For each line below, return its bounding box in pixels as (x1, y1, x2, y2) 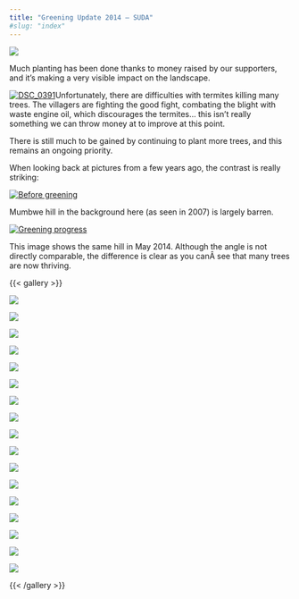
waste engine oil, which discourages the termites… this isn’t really (9, 108, 252, 119)
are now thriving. (9, 260, 71, 271)
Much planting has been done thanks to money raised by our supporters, (9, 63, 278, 73)
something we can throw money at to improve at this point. (9, 118, 226, 129)
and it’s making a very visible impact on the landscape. (9, 72, 212, 83)
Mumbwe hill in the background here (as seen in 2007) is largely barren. (9, 207, 274, 217)
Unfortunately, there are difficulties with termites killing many (54, 89, 279, 100)
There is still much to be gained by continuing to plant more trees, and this (9, 135, 283, 146)
